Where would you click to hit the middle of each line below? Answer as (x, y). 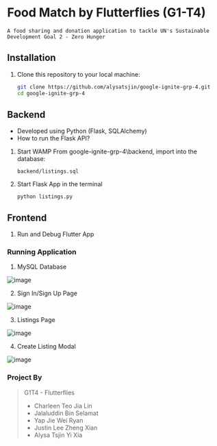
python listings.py (45, 197)
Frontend (27, 218)
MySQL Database (42, 267)
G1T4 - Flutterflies (49, 393)
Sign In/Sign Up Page (47, 293)
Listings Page (36, 320)
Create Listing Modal (47, 347)
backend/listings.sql (48, 172)
